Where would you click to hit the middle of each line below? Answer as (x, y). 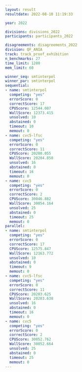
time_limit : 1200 (23, 63)
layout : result (20, 10)
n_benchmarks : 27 (23, 59)
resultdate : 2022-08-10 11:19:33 (39, 14)
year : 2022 (16, 23)
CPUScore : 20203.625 (30, 294)
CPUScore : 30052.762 (30, 339)
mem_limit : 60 (20, 68)
